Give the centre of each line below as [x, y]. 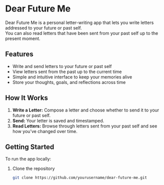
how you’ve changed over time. [45, 131]
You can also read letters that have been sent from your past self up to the [82, 33]
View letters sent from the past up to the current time [67, 71]
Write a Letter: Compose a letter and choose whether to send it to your [86, 110]
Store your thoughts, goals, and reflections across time [69, 82]
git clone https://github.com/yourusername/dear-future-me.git [80, 178]
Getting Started [30, 147]
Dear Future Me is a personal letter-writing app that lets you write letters [79, 22]
